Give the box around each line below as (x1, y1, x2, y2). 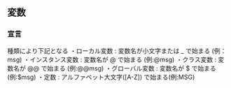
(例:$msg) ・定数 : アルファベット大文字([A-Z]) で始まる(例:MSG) (7, 73, 195, 81)
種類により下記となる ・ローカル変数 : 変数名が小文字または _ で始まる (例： (7, 46, 227, 54)
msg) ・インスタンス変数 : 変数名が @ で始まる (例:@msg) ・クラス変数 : (7, 55, 217, 64)
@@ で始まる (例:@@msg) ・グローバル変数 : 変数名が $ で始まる (27, 64, 216, 72)
